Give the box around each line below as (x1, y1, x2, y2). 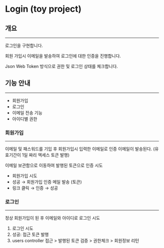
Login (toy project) (5, 3, 82, 15)
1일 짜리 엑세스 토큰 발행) (21, 152, 70, 158)
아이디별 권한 (12, 116, 38, 122)
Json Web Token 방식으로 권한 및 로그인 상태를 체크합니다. (5, 64, 118, 69)
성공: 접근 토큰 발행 (12, 231, 49, 238)
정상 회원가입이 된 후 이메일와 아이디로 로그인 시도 (5, 215, 100, 221)
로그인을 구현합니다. (5, 43, 43, 48)
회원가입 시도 (12, 173, 38, 179)
